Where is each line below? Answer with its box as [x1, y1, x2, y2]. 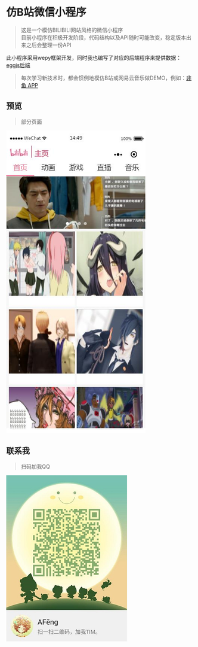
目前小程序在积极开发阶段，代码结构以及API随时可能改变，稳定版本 [20, 34, 187, 41]
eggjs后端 [6, 61, 31, 69]
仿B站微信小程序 [6, 5, 86, 19]
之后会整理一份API [26, 41, 72, 48]
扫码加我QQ [20, 463, 51, 470]
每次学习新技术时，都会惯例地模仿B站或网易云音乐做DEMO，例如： [20, 74, 187, 81]
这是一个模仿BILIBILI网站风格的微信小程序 [20, 26, 123, 34]
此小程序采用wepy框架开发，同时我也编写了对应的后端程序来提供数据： [6, 54, 182, 61]
